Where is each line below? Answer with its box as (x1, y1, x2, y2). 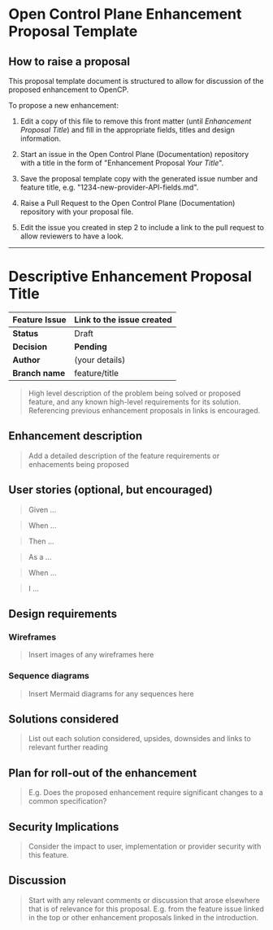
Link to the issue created (74, 314, 172, 325)
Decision (12, 341, 47, 352)
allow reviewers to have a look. (19, 231, 124, 241)
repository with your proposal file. (19, 207, 134, 216)
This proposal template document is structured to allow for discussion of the (8, 76, 264, 85)
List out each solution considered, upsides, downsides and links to (28, 734, 252, 744)
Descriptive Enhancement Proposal (8, 268, 252, 286)
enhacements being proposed (28, 459, 130, 469)
